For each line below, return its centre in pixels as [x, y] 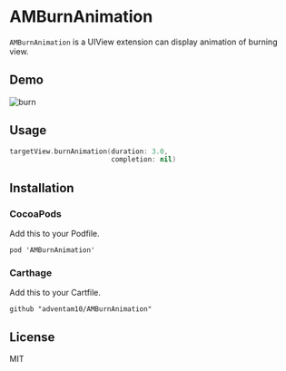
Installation [42, 188]
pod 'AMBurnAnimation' [52, 250]
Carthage [31, 272]
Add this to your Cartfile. [55, 293]
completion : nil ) [143, 160]
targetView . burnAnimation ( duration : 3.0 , [89, 151]
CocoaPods [35, 213]
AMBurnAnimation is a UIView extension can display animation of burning [143, 42]
